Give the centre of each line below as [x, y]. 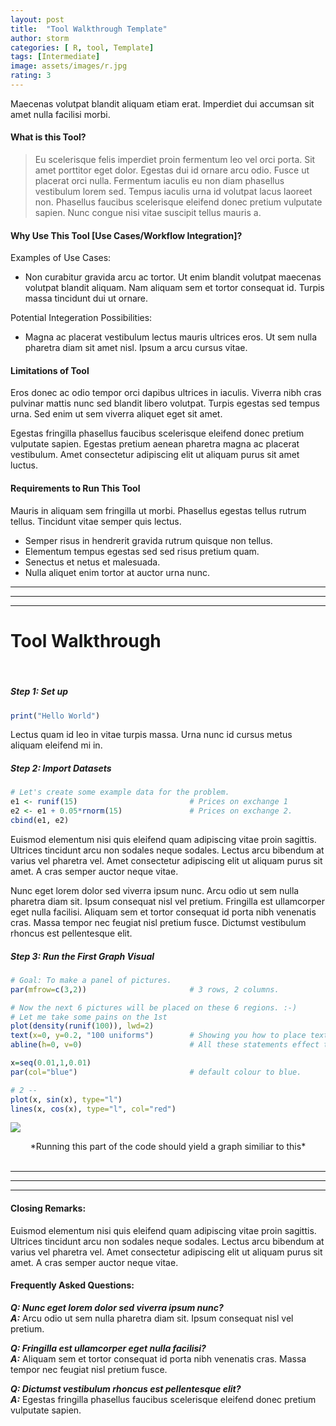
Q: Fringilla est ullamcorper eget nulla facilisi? [108, 1348]
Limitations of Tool [50, 370]
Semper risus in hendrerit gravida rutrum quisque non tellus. [148, 540]
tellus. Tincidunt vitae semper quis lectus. [96, 521]
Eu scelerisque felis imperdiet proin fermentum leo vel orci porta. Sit [175, 160]
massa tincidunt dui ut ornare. [86, 298]
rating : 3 [31, 76]
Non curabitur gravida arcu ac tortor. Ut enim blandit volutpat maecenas [173, 277]
